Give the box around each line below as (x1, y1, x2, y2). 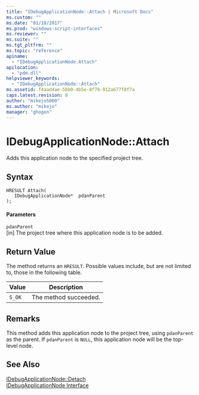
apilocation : (6, 64, 39, 71)
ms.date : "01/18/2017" (6, 20, 63, 26)
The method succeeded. (32, 293, 100, 302)
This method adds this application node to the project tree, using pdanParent (6, 329, 194, 336)
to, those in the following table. (6, 269, 82, 276)
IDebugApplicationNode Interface (6, 381, 89, 389)
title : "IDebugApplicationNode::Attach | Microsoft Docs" (6, 8, 154, 15)
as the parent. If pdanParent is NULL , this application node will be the (6, 336, 172, 343)
